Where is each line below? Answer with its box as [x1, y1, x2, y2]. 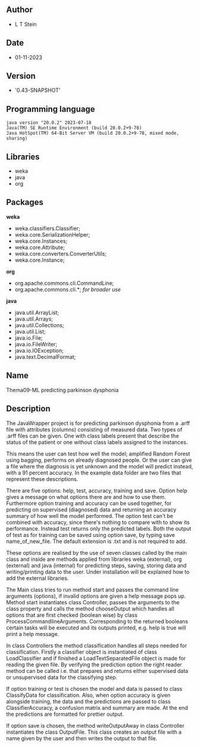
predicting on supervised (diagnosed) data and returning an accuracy [6, 506, 176, 513]
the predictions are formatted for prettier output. [6, 710, 124, 718]
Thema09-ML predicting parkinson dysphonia [6, 386, 119, 393]
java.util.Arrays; [14, 315, 53, 322]
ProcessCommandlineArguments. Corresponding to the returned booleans [6, 617, 188, 625]
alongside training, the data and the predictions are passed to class [6, 697, 171, 705]
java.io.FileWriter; [14, 340, 58, 347]
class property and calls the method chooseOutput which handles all [6, 605, 175, 612]
